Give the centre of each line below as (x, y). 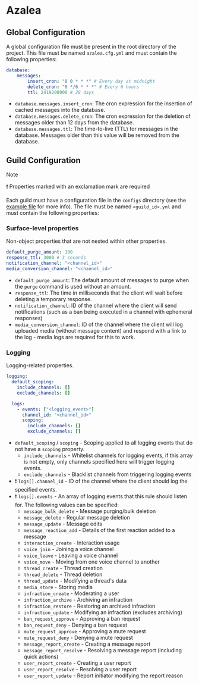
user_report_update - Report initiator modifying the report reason (103, 675)
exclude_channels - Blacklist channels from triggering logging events (108, 474)
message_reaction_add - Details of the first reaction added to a (99, 530)
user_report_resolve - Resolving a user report (80, 670)
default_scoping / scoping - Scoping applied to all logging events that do (104, 443)
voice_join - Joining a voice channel (69, 549)
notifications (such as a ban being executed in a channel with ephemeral (103, 312)
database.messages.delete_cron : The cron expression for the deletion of (103, 116)
